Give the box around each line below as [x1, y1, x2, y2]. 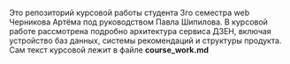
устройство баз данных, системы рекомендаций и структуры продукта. [9, 35, 282, 46]
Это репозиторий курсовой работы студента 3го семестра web [9, 8, 250, 18]
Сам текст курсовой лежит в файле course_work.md [9, 45, 210, 55]
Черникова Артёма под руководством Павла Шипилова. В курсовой [9, 17, 268, 27]
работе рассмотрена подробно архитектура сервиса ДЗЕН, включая [9, 26, 271, 36]
